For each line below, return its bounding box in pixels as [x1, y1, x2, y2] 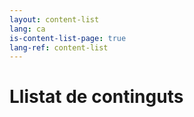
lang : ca [9, 24, 46, 34]
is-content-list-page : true [9, 33, 127, 43]
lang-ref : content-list [9, 42, 109, 53]
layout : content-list [9, 14, 100, 25]
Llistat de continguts [9, 86, 184, 108]
